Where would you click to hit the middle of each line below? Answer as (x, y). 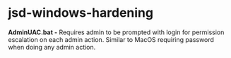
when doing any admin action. (52, 47)
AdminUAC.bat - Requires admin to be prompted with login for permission (116, 32)
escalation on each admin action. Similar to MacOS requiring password (111, 39)
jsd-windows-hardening (81, 13)
